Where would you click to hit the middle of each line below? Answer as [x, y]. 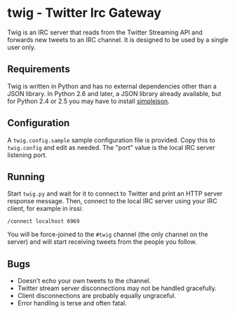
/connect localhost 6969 [43, 221]
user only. [22, 47]
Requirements [39, 69]
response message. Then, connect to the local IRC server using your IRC [112, 201]
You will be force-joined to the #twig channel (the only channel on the [108, 234]
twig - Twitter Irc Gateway [84, 13]
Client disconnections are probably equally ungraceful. [97, 296]
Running [26, 177]
